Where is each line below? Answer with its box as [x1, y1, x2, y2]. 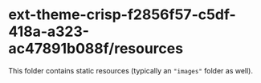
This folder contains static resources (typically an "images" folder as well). [8, 65, 254, 75]
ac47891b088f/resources [8, 40, 183, 57]
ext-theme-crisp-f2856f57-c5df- [8, 6, 237, 24]
